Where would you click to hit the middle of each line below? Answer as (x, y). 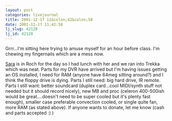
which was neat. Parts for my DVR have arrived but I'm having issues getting (86, 69)
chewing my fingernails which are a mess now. (55, 54)
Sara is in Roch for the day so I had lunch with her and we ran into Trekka (83, 64)
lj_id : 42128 (19, 34)
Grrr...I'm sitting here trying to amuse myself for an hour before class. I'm (83, 48)
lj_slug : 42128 (22, 29)
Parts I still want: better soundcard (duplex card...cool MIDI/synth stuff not (84, 86)
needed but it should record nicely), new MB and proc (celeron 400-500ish (85, 91)
